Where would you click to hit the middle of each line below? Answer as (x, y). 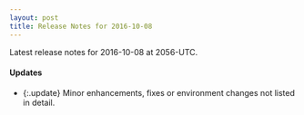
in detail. (39, 102)
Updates (26, 72)
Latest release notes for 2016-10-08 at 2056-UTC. (104, 52)
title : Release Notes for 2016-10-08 (81, 26)
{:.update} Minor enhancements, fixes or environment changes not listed (159, 92)
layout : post (34, 18)
